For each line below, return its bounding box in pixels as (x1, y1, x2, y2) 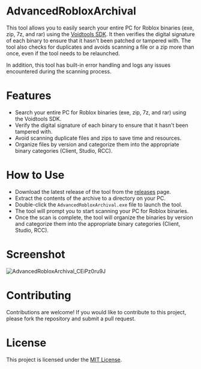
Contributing (6, 288, 71, 302)
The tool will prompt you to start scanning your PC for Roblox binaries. (14, 207, 189, 214)
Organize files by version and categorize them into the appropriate (14, 140, 179, 148)
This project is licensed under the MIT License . (6, 356, 122, 363)
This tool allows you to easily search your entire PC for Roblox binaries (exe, (6, 24, 194, 31)
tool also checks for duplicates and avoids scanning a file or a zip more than (6, 43, 194, 51)
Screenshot (6, 248, 65, 261)
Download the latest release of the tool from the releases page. (14, 188, 171, 195)
